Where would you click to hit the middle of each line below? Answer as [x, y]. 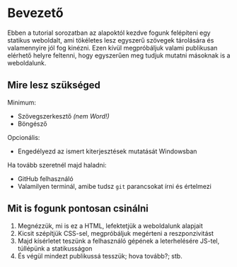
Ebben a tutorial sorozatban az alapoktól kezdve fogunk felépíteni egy [109, 33]
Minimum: [22, 102]
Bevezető [35, 13]
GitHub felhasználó [45, 178]
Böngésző [32, 124]
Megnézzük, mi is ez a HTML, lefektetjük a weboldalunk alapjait [110, 226]
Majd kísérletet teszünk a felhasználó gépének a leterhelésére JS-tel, [118, 241]
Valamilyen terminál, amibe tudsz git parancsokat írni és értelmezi [115, 186]
